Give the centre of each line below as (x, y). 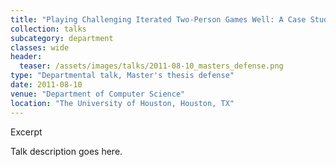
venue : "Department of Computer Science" (98, 94)
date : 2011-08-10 (46, 85)
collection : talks (48, 29)
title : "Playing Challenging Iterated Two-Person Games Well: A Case (158, 19)
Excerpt (26, 132)
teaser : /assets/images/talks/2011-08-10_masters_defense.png (151, 66)
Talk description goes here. (66, 151)
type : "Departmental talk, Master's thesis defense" (122, 76)
